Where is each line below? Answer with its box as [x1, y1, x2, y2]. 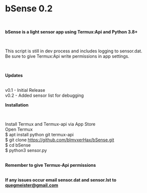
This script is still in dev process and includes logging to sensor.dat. [5, 48, 143, 54]
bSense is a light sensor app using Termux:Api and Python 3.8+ [5, 29, 138, 35]
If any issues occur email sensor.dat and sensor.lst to [5, 177, 117, 183]
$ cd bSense [5, 142, 31, 148]
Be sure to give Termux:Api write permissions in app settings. [5, 53, 129, 59]
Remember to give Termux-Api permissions [5, 162, 96, 168]
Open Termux [5, 126, 33, 132]
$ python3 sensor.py [5, 147, 47, 153]
